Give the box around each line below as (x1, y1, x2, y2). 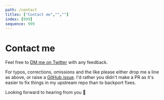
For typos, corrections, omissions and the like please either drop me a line (5, 69, 159, 75)
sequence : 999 (5, 21, 35, 26)
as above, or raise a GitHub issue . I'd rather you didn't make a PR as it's (5, 74, 154, 80)
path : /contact (5, 7, 37, 12)
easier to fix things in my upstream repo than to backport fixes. (5, 79, 136, 85)
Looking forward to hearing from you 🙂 (5, 89, 86, 95)
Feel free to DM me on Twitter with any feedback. (5, 59, 108, 65)
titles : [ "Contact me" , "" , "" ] (5, 12, 69, 17)
